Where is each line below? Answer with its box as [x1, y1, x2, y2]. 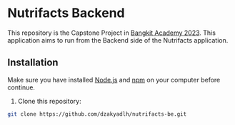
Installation [7, 57, 59, 69]
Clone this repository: [17, 97, 81, 105]
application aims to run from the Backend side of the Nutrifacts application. [7, 36, 229, 44]
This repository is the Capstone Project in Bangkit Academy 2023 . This [7, 28, 216, 37]
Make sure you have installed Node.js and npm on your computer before [7, 75, 221, 84]
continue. [7, 83, 36, 92]
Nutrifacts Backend [7, 5, 125, 21]
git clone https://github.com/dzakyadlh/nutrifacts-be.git [7, 110, 187, 118]
